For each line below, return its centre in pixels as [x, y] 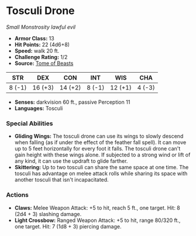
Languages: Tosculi [39, 108]
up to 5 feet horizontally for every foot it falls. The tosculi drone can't [97, 149]
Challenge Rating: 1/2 [41, 57]
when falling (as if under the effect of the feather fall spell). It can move [100, 142]
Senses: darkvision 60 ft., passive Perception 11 [72, 102]
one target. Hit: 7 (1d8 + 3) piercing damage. [68, 226]
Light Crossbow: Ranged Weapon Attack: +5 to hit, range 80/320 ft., [97, 220]
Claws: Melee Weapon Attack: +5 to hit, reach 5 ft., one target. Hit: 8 [97, 208]
